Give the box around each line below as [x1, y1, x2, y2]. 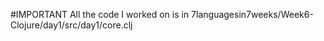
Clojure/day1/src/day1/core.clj [10, 19, 133, 31]
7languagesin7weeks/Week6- [191, 9, 314, 20]
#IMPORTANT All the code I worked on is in [10, 9, 190, 20]
